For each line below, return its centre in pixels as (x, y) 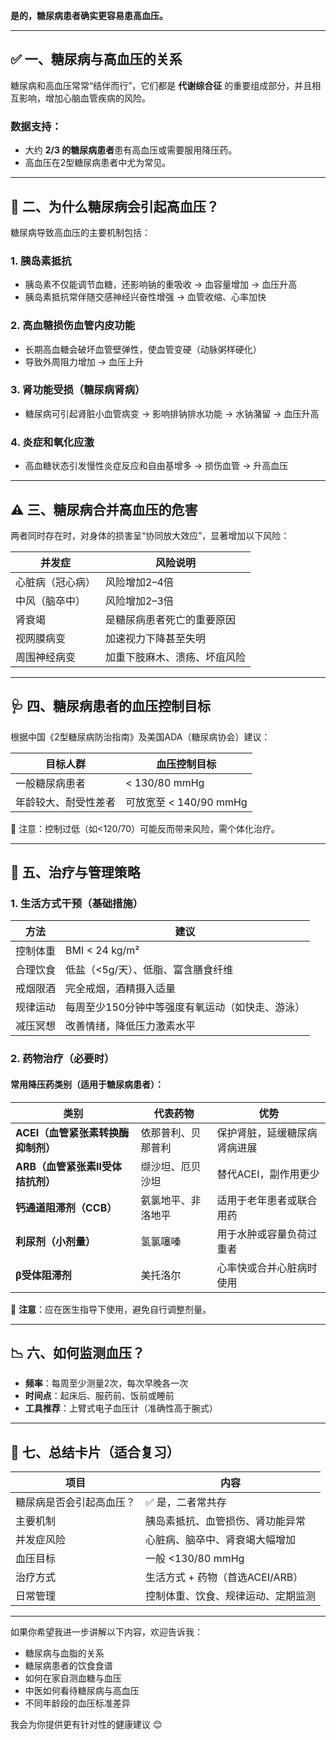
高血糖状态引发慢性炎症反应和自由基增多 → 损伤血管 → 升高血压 (156, 466)
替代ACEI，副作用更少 (268, 1174)
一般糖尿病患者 (51, 783)
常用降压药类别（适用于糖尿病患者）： (87, 1084)
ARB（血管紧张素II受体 (69, 1166)
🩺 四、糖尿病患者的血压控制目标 (110, 706)
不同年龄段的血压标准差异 (77, 1703)
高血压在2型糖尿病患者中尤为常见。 (98, 163)
